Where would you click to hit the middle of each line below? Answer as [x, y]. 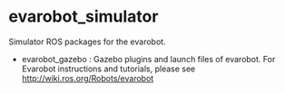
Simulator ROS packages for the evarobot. [87, 42]
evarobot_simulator [84, 17]
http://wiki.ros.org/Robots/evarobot [88, 78]
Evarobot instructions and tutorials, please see [108, 69]
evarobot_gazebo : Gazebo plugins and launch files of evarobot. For [148, 59]
